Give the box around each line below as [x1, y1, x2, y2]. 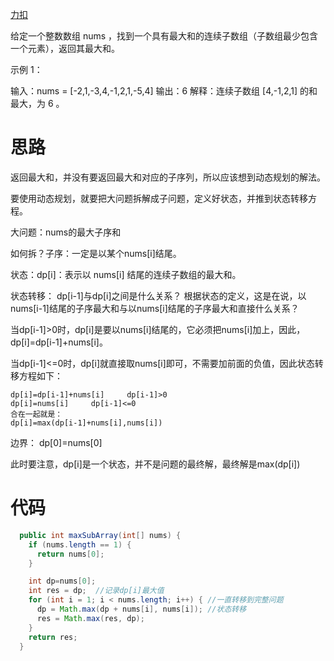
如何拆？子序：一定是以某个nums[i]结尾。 [10, 247, 182, 259]
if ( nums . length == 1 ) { [28, 539, 132, 550]
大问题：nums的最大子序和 [10, 226, 122, 238]
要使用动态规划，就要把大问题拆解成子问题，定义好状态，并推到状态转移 [10, 192, 308, 204]
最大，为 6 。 [10, 98, 65, 109]
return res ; [28, 632, 78, 642]
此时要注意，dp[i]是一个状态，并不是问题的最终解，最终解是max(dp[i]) [10, 458, 301, 470]
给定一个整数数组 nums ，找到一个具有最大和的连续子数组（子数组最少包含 [10, 30, 319, 42]
